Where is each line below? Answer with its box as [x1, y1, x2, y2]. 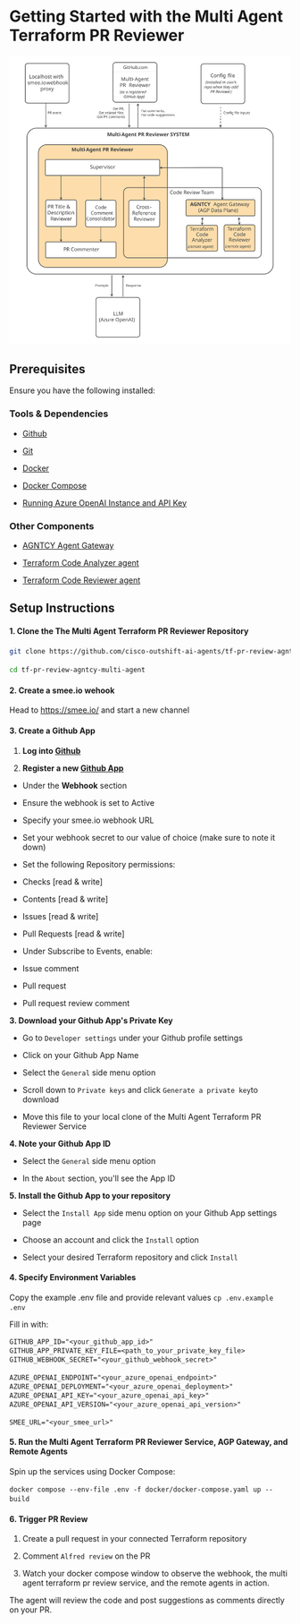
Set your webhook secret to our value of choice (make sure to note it [21, 832, 276, 842]
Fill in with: [9, 1319, 49, 1329]
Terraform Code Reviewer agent [21, 575, 141, 585]
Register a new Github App [21, 763, 124, 774]
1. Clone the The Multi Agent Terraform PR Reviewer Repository [9, 625, 249, 637]
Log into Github [21, 745, 81, 756]
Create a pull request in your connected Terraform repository [21, 1534, 247, 1544]
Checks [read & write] [21, 876, 104, 887]
